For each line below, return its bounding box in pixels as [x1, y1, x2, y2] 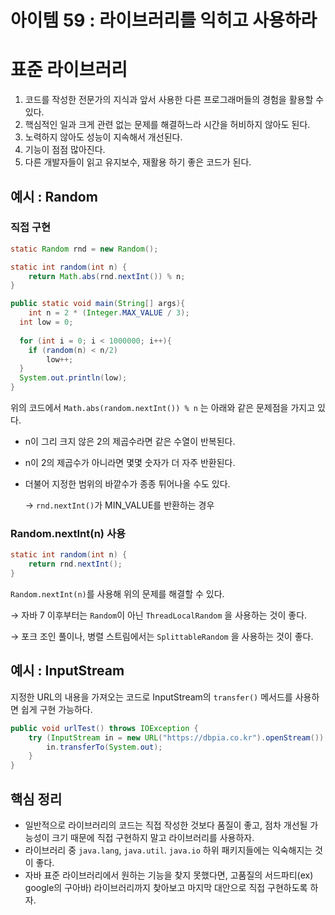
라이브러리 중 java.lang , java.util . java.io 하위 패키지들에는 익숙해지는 [24, 844, 313, 856]
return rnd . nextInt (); [28, 559, 123, 570]
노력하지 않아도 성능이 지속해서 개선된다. [24, 131, 183, 143]
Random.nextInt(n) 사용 [10, 526, 126, 540]
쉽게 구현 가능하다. [20, 703, 93, 715]
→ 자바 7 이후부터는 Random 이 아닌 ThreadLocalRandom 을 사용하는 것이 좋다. [10, 609, 308, 621]
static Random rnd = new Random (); [10, 244, 159, 254]
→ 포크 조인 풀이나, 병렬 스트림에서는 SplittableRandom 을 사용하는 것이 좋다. [10, 630, 314, 642]
